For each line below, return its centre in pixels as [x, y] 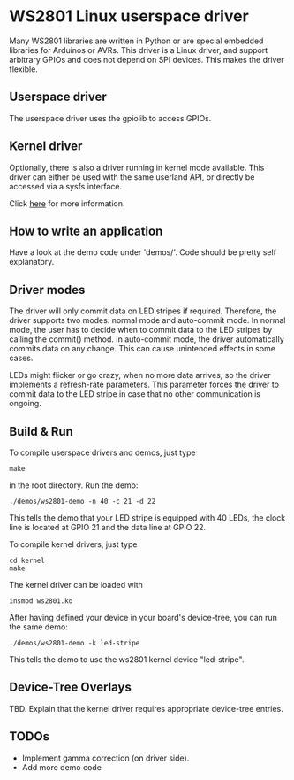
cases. [21, 358]
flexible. [23, 69]
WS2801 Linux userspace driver [129, 16]
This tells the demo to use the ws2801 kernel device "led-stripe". [127, 660]
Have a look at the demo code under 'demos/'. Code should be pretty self [143, 252]
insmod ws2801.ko [41, 601]
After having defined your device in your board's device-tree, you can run [143, 618]
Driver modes [47, 290]
